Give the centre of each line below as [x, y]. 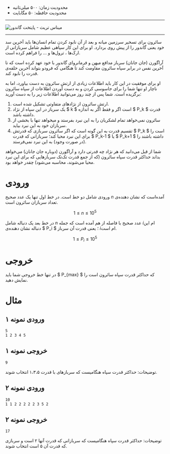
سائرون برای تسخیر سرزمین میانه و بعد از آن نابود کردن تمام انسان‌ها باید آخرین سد [83, 42]
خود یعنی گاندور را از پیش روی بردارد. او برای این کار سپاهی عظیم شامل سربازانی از [85, 47]
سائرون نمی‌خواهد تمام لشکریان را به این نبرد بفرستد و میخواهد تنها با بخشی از [87, 120]
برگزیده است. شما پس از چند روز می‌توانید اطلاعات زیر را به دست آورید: [73, 94]
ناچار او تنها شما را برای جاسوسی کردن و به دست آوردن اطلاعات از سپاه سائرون [81, 89]
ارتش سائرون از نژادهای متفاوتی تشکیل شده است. [61, 104]
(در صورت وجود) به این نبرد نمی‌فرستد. [49, 141]
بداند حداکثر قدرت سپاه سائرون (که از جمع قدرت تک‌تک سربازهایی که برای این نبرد [83, 157]
